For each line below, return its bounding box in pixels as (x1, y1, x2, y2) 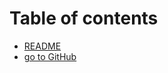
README (23, 40, 62, 52)
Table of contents (9, 7, 159, 30)
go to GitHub (23, 50, 77, 62)
